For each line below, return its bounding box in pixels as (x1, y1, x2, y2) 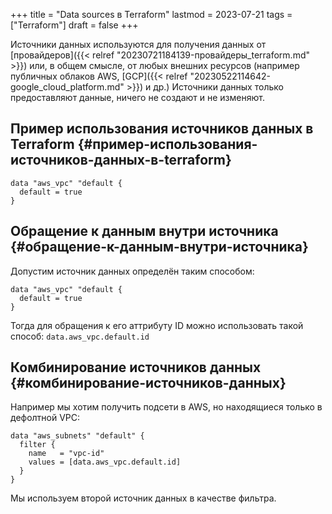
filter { (19, 440, 56, 450)
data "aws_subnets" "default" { (10, 431, 145, 441)
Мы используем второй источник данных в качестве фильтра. (10, 492, 277, 504)
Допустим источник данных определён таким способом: (10, 265, 255, 277)
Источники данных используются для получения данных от (10, 39, 267, 50)
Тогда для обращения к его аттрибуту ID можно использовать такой (10, 319, 304, 331)
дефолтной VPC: (10, 412, 81, 424)
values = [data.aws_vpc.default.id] (28, 457, 182, 468)
